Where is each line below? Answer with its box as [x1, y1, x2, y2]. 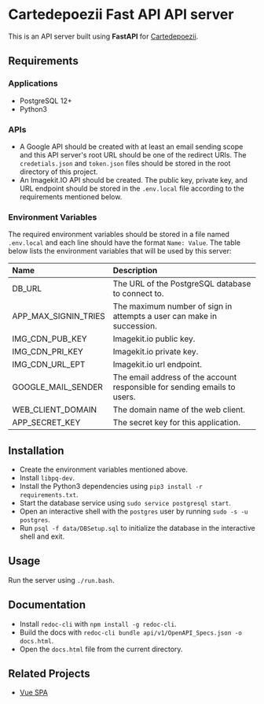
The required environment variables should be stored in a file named [8, 230, 230, 239]
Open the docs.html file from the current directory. [19, 644, 183, 654]
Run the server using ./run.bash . [8, 575, 115, 584]
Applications [8, 78, 58, 89]
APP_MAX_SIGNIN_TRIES [12, 311, 106, 322]
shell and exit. [19, 532, 65, 541]
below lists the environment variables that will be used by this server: [8, 246, 232, 256]
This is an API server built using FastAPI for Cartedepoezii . [8, 31, 199, 41]
